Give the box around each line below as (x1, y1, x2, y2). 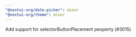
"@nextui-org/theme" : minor (5, 12, 65, 17)
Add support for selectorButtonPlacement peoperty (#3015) (5, 26, 131, 32)
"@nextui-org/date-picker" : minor (5, 7, 79, 13)
